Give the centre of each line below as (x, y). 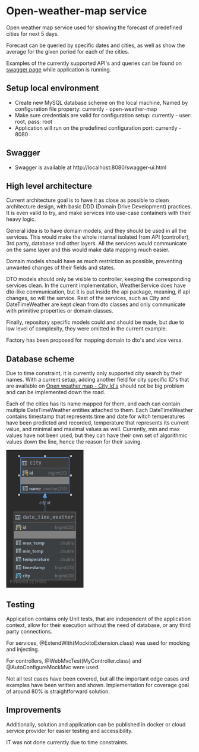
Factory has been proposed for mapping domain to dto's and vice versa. (95, 340)
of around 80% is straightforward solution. (58, 691)
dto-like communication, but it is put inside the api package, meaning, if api (98, 292)
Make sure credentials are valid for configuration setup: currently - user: (103, 115)
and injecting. (23, 649)
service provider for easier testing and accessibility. (70, 731)
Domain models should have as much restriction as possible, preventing (94, 261)
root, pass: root (33, 121)
